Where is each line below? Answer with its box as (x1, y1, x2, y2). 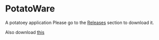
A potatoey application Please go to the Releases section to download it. (5, 19, 154, 25)
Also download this (5, 29, 45, 35)
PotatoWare (5, 3, 55, 14)
